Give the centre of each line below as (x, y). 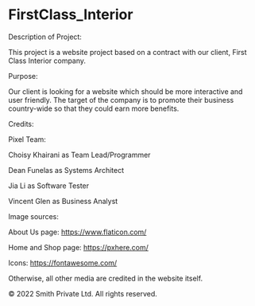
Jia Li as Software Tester (49, 186)
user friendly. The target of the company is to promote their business (121, 100)
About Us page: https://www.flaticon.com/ (77, 232)
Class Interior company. (47, 61)
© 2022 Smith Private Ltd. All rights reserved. (83, 293)
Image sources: (34, 216)
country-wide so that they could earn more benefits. (94, 108)
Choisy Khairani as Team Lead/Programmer (79, 155)
